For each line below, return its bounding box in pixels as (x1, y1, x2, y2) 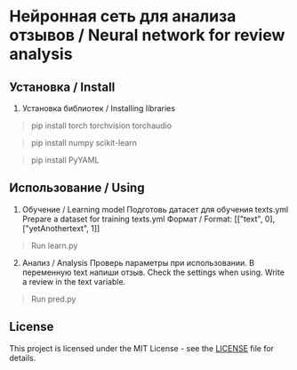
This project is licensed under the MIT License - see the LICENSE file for (9, 342, 274, 353)
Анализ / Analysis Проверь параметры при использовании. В (21, 257, 255, 268)
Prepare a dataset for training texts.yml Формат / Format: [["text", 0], (21, 213, 276, 224)
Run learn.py (30, 240, 78, 251)
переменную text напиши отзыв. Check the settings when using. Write (21, 267, 285, 277)
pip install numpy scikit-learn (30, 138, 138, 148)
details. (9, 352, 36, 363)
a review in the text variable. (21, 276, 126, 286)
